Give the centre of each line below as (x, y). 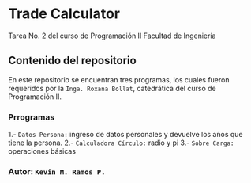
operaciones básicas (42, 151)
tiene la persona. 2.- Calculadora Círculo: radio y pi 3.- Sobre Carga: (121, 143)
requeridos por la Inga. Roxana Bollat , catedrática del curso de (112, 88)
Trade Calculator (64, 14)
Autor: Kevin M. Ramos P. (57, 171)
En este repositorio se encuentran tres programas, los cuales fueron (119, 79)
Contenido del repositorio (72, 61)
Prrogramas (32, 117)
